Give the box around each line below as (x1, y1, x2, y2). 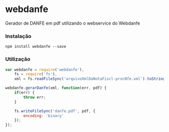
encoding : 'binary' (23, 113, 64, 118)
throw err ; (23, 94, 46, 100)
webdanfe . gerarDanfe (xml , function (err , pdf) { (5, 85, 107, 91)
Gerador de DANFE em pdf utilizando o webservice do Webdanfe (5, 20, 140, 26)
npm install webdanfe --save (5, 44, 66, 49)
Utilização (5, 56, 31, 63)
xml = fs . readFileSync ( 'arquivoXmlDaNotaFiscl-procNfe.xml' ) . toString (14, 76, 165, 81)
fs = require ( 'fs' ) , (14, 72, 57, 77)
